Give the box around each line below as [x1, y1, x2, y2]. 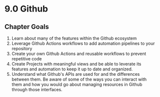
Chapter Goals [4, 23, 49, 31]
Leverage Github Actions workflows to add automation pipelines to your [11, 41, 155, 46]
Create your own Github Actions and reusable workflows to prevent [11, 51, 146, 56]
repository [11, 46, 32, 51]
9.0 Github [4, 3, 48, 14]
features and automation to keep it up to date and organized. [11, 66, 133, 72]
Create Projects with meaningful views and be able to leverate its [11, 61, 142, 67]
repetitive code [11, 56, 42, 61]
